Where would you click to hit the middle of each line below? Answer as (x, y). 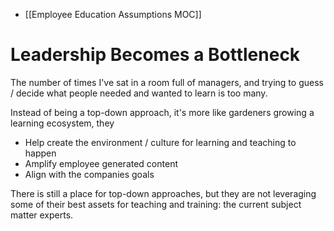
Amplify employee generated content (101, 163)
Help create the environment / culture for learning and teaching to (160, 142)
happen (40, 153)
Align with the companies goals (89, 174)
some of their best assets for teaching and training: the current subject (156, 204)
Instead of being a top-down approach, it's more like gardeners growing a (162, 112)
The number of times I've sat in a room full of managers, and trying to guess (167, 82)
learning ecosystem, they (62, 123)
